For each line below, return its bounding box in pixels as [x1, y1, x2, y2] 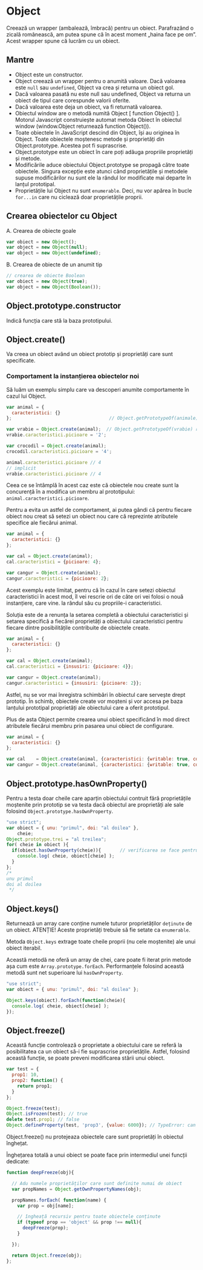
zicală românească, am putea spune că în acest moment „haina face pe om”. [6, 30, 197, 38]
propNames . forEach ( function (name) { [11, 1197, 107, 1203]
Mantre [6, 55, 34, 65]
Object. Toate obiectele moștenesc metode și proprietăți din [14, 135, 164, 143]
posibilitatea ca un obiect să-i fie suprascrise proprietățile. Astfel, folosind [6, 1048, 190, 1055]
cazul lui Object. [6, 392, 47, 400]
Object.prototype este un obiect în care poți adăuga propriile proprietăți [14, 148, 193, 155]
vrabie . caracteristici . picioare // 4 [6, 471, 101, 477]
